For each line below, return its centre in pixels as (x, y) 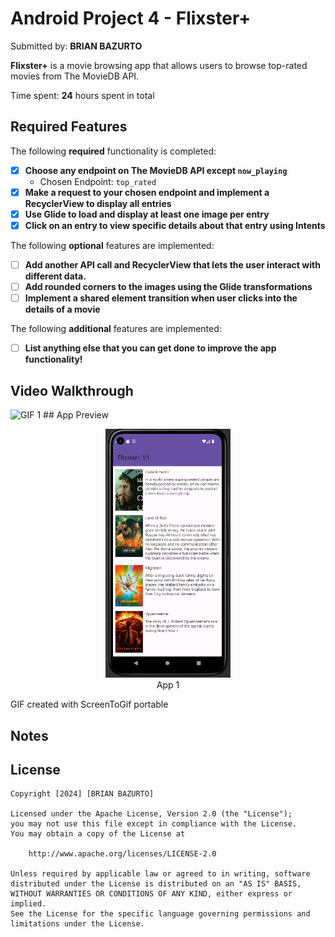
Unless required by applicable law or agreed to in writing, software (160, 874)
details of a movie (62, 309)
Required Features (69, 127)
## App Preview (76, 415)
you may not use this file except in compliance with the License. (154, 824)
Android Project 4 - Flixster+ (131, 18)
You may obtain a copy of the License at (98, 834)
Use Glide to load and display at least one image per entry (147, 214)
